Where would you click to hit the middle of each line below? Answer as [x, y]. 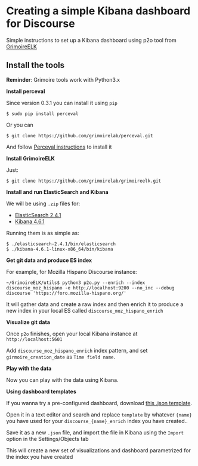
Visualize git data [28, 322]
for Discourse [41, 24]
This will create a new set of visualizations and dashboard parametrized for [98, 450]
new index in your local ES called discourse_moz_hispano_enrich [85, 310]
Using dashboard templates [41, 391]
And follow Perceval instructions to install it [59, 147]
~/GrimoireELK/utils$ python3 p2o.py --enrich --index [76, 283]
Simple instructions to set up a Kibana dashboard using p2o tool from [92, 40]
